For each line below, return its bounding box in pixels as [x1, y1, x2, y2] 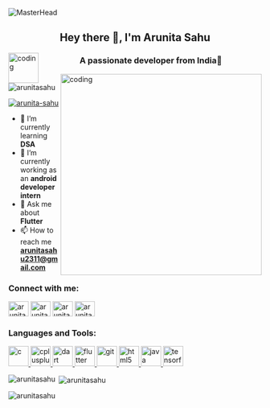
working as [19, 165, 58, 175]
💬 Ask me [19, 199, 52, 208]
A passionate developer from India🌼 [79, 55, 223, 66]
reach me [19, 237, 52, 246]
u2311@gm [19, 253, 59, 263]
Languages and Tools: [8, 328, 96, 339]
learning [19, 130, 48, 140]
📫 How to [19, 225, 54, 235]
